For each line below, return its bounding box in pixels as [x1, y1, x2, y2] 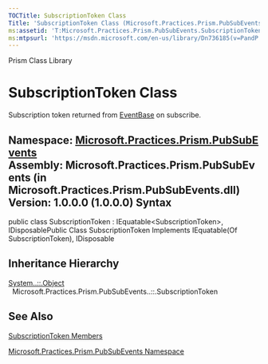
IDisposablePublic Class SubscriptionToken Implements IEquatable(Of [8, 225, 238, 235]
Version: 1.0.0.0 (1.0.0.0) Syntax [8, 196, 172, 209]
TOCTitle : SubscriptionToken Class [8, 11, 127, 20]
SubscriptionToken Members [8, 330, 103, 340]
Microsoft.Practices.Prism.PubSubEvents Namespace [8, 346, 185, 356]
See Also [8, 310, 53, 323]
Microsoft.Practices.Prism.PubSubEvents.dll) [8, 183, 241, 196]
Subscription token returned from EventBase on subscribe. [8, 110, 202, 120]
